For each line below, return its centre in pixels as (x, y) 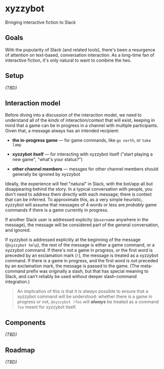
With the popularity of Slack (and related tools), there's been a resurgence (80, 49)
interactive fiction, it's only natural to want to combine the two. (68, 60)
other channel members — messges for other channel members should (85, 169)
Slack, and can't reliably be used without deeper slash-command (71, 277)
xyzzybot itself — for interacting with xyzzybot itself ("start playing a (82, 154)
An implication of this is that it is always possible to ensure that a (82, 291)
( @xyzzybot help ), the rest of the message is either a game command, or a (80, 245)
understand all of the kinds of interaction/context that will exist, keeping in (80, 120)
